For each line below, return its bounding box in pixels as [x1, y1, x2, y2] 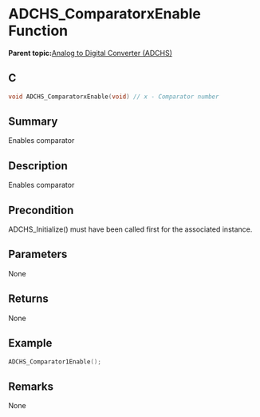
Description [8, 159, 68, 173]
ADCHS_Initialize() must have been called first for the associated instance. [8, 224, 253, 234]
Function [8, 22, 69, 40]
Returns [8, 292, 49, 306]
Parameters [8, 248, 68, 261]
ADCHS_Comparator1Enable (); [8, 357, 102, 366]
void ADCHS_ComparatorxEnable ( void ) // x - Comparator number [8, 93, 219, 101]
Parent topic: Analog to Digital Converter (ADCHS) [8, 48, 173, 58]
